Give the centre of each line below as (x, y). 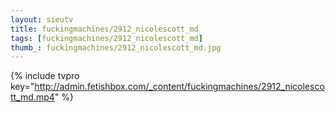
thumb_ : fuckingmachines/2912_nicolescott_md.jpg (116, 47)
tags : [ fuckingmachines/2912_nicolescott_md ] (106, 38)
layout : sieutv (42, 19)
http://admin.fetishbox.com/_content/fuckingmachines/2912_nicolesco (179, 87)
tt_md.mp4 (32, 97)
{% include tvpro (45, 76)
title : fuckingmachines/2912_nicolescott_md (104, 29)
